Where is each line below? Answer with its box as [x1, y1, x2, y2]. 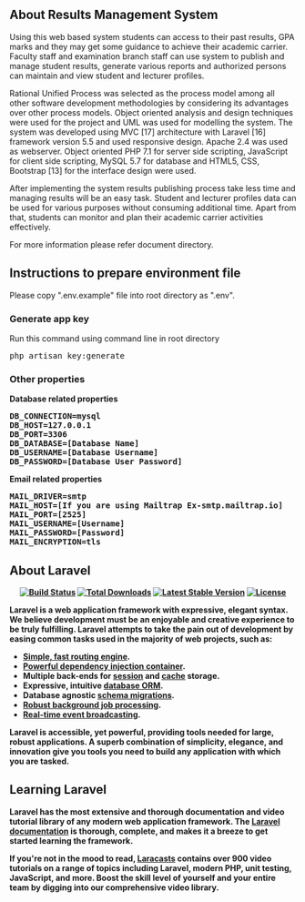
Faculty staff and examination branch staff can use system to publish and [9, 50, 285, 62]
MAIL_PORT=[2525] [9, 510, 86, 520]
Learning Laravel [9, 782, 107, 797]
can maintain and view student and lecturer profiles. [9, 70, 205, 81]
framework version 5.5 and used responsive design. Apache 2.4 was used [9, 136, 289, 147]
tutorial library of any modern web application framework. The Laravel [9, 816, 280, 826]
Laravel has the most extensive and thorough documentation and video [9, 806, 285, 817]
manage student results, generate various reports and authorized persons [9, 60, 287, 71]
